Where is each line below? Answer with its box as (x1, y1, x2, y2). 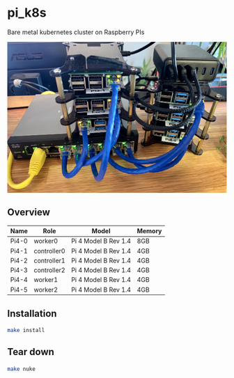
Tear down (7, 346, 54, 358)
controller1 (33, 256, 65, 265)
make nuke (7, 365, 36, 372)
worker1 (33, 276, 58, 284)
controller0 (33, 246, 65, 255)
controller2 (33, 266, 65, 274)
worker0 (33, 237, 58, 245)
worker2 (33, 285, 58, 294)
